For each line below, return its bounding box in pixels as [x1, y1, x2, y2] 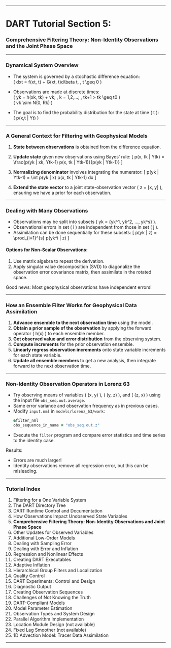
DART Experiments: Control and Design [13, 578, 95, 584]
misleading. [13, 468, 38, 474]
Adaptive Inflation [13, 562, 50, 568]
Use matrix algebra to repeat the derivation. [13, 258, 105, 264]
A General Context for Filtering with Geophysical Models [6, 132, 148, 139]
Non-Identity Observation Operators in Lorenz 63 [6, 380, 130, 387]
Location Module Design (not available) [13, 622, 95, 628]
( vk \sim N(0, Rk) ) [13, 99, 53, 105]
